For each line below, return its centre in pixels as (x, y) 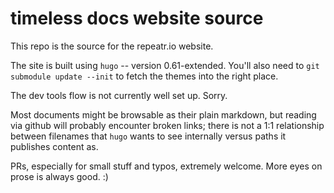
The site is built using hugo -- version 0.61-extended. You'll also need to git (165, 65)
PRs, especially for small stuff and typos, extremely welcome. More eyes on (166, 166)
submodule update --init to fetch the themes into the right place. (144, 76)
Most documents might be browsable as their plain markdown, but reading (163, 114)
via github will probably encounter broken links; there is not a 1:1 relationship (167, 125)
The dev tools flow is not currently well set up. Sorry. (119, 95)
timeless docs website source (137, 18)
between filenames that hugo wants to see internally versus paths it (148, 136)
